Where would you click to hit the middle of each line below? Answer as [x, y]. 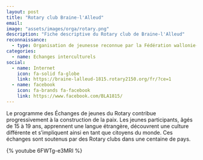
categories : [21, 51]
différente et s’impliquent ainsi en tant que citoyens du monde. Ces [90, 132]
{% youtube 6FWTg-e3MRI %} [44, 150]
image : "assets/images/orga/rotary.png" [58, 29]
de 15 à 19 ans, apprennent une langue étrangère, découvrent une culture [98, 126]
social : [16, 62]
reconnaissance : [27, 40]
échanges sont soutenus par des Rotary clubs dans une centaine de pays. [98, 139]
